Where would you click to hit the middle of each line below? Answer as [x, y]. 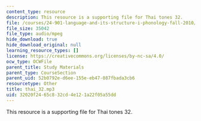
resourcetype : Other [32, 84]
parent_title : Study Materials [45, 67]
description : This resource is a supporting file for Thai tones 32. [95, 17]
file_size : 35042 [28, 28]
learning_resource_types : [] [42, 51]
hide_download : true [32, 39]
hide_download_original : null [44, 45]
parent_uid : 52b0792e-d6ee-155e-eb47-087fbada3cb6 [71, 78]
